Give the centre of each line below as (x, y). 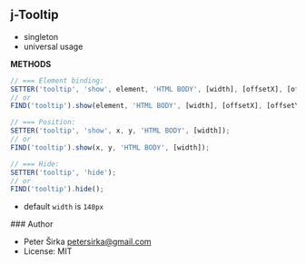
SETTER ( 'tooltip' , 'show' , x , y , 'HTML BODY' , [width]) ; (120, 131)
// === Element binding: (57, 81)
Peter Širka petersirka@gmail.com (88, 242)
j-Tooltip (35, 15)
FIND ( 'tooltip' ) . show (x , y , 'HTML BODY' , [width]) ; (110, 147)
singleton (41, 36)
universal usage (53, 46)
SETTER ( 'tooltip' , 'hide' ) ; (64, 172)
